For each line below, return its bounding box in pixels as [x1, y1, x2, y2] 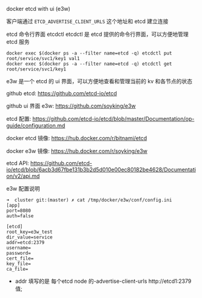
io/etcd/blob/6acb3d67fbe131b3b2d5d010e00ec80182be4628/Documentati [6, 166, 196, 173]
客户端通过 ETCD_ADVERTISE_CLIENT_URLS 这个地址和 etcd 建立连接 [6, 18, 169, 25]
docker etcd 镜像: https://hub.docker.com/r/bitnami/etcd [6, 135, 147, 141]
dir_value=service [6, 234, 53, 240]
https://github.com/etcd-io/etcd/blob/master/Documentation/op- [32, 115, 195, 122]
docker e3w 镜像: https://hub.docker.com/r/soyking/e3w [6, 147, 147, 154]
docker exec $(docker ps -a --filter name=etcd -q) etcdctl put [6, 50, 172, 56]
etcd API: [6, 160, 29, 166]
